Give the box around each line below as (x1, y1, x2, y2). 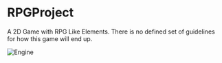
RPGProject (7, 5, 74, 21)
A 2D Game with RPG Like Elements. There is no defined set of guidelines (7, 27, 215, 36)
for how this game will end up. (7, 34, 93, 42)
